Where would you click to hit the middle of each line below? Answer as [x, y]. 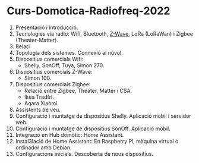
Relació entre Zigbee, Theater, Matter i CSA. [78, 90]
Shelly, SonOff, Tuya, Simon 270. [64, 65]
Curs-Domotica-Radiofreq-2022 [89, 11]
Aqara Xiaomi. [41, 103]
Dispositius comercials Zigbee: [53, 84]
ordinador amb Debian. [43, 148]
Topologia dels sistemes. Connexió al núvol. [69, 52]
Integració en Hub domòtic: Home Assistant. [70, 134]
